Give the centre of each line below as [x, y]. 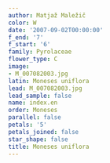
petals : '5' [27, 125]
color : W [22, 23]
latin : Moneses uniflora [49, 81]
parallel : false [35, 118]
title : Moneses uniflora [49, 147]
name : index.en [33, 103]
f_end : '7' [26, 37]
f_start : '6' [29, 45]
